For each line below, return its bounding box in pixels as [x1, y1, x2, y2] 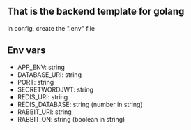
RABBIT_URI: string [17, 108, 72, 116]
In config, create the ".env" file [7, 24, 95, 32]
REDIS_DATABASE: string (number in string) [17, 100, 143, 108]
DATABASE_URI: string [17, 70, 82, 79]
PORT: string [17, 78, 54, 86]
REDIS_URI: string [17, 92, 68, 101]
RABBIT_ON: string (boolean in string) [17, 115, 125, 123]
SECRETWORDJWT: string [17, 85, 94, 94]
